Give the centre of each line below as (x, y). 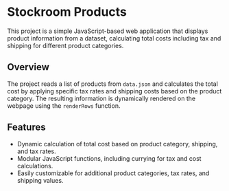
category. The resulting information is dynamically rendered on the (101, 98)
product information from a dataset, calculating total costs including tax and (114, 38)
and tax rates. (36, 151)
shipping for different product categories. (65, 45)
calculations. (35, 166)
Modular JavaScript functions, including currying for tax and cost (109, 158)
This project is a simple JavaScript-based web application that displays (108, 31)
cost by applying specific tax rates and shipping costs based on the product (114, 91)
